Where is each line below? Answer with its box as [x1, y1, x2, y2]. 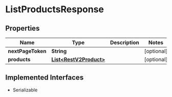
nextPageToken [8, 47, 47, 55]
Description [110, 39, 139, 46]
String [51, 47, 67, 55]
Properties [5, 24, 40, 33]
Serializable [12, 87, 38, 93]
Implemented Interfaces [5, 73, 84, 82]
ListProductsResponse [5, 4, 104, 15]
